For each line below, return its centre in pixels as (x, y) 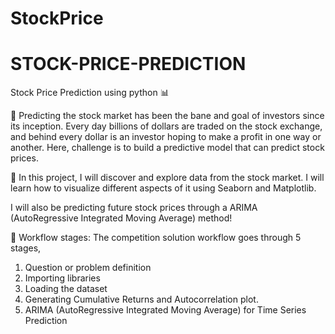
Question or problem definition (88, 268)
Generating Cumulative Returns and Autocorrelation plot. (141, 299)
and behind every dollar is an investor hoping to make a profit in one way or (166, 137)
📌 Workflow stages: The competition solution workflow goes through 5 (156, 238)
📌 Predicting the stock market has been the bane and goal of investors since (167, 116)
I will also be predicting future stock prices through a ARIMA (134, 208)
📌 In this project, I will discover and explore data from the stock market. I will (167, 178)
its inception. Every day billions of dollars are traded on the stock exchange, (166, 126)
